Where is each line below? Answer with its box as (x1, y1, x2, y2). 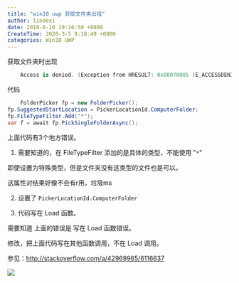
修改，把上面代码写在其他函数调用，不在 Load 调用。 (7, 239, 163, 247)
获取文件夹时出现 (7, 58, 58, 66)
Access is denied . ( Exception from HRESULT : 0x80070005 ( (20, 72, 196, 79)
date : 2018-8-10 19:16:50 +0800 (7, 23, 103, 31)
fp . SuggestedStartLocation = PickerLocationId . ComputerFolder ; (7, 106, 199, 113)
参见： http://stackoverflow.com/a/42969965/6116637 (7, 254, 165, 262)
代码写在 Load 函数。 (17, 208, 80, 217)
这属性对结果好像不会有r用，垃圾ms (7, 178, 112, 187)
